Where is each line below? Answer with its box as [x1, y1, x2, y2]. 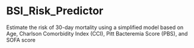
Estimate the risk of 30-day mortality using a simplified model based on [6, 24, 184, 31]
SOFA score [6, 36, 36, 43]
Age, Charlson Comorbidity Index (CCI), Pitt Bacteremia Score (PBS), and [6, 30, 188, 37]
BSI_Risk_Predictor [6, 4, 104, 18]
